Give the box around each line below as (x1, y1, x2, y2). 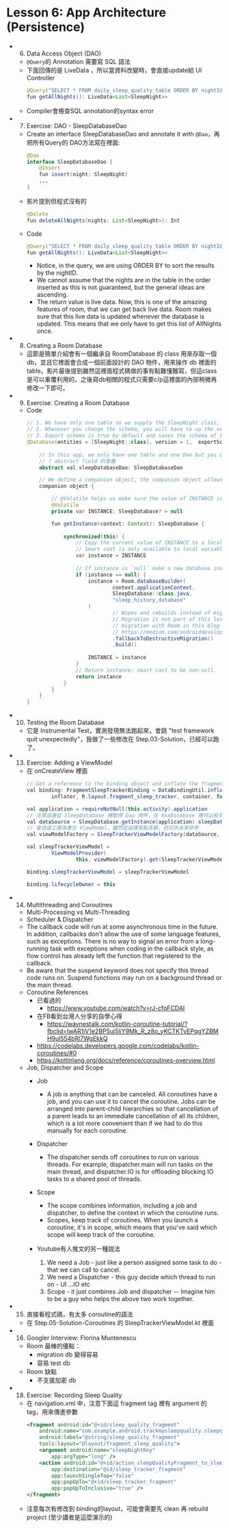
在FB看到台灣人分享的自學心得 (36, 1012, 122, 1020)
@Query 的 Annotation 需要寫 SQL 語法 (26, 57, 131, 66)
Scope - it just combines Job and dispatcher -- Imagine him (46, 1287, 216, 1296)
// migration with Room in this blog (112, 622, 220, 629)
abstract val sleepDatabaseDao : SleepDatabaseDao (39, 464, 183, 471)
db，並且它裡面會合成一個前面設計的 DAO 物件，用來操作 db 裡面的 (26, 358, 217, 367)
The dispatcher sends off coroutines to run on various (46, 1153, 199, 1161)
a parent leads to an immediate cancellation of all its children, (46, 1111, 220, 1120)
